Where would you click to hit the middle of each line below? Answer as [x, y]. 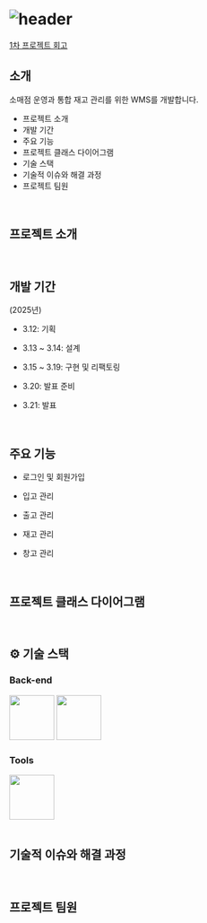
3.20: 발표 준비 [48, 387]
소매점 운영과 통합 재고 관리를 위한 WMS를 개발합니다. [104, 100]
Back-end [31, 680]
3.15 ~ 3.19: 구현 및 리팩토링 [71, 367]
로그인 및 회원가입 [53, 477]
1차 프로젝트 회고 [39, 45]
